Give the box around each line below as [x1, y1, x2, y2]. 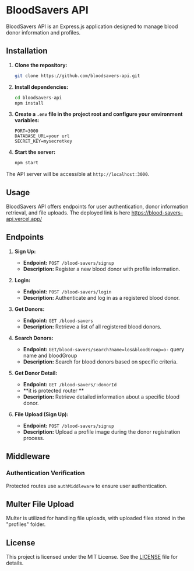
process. [23, 434, 45, 441]
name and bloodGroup [23, 352, 77, 359]
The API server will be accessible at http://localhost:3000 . [6, 171, 150, 178]
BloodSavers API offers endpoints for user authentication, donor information [6, 203, 189, 210]
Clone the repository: [14, 61, 68, 68]
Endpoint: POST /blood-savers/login [23, 288, 112, 295]
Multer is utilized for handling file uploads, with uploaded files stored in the [6, 515, 185, 522]
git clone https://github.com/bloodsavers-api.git [14, 72, 140, 79]
